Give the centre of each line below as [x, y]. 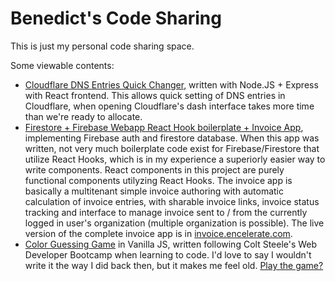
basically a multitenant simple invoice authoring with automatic [154, 191]
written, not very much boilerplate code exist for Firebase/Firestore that [172, 148]
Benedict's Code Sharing [116, 18]
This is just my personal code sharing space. [102, 46]
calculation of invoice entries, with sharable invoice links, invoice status [172, 201]
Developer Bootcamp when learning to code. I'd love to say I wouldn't [168, 254]
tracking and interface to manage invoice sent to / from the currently [166, 212]
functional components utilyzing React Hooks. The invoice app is [158, 180]
